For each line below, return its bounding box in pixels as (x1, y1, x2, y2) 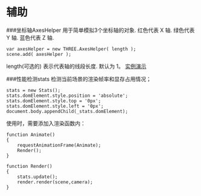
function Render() (6, 163, 53, 169)
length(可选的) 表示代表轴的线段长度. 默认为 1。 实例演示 (6, 63, 147, 70)
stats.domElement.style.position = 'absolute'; (6, 93, 129, 99)
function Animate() (6, 132, 56, 138)
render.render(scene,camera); (17, 179, 94, 185)
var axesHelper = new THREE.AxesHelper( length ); (6, 46, 136, 52)
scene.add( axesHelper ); (6, 51, 71, 57)
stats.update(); (17, 174, 59, 180)
